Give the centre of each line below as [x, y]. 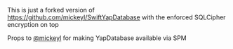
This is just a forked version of [51, 10]
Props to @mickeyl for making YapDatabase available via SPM [97, 38]
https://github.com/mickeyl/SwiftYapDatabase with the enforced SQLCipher [116, 17]
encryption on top [33, 24]
